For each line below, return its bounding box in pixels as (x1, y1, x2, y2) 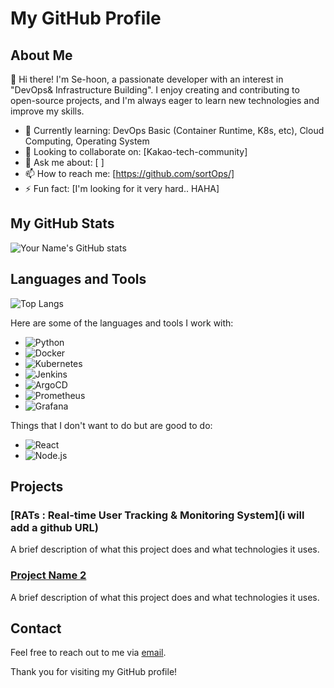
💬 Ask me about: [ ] (24, 157, 105, 168)
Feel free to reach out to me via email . (10, 647, 167, 659)
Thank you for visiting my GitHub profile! (10, 666, 178, 678)
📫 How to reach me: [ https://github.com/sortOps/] (24, 168, 235, 179)
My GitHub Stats (10, 215, 115, 232)
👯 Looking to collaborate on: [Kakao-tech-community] (24, 146, 248, 157)
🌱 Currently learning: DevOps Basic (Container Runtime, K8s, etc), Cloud (24, 125, 325, 136)
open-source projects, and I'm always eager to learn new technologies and (10, 95, 320, 106)
